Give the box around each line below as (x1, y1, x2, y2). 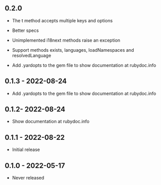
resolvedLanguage (12, 52, 52, 58)
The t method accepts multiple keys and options (12, 17, 113, 23)
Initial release (12, 146, 40, 153)
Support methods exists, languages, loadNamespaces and (12, 47, 134, 53)
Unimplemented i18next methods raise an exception (12, 37, 120, 43)
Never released (12, 175, 45, 181)
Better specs (12, 27, 39, 33)
